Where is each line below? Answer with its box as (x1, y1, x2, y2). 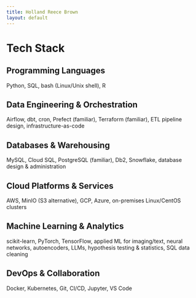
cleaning (6, 250, 29, 258)
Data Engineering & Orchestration (6, 99, 138, 110)
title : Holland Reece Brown (6, 9, 79, 15)
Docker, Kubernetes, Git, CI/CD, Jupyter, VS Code (6, 285, 132, 292)
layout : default (6, 15, 48, 21)
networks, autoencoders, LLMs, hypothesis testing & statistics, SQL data (6, 243, 190, 251)
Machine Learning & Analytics (6, 221, 124, 232)
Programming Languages (6, 66, 106, 76)
